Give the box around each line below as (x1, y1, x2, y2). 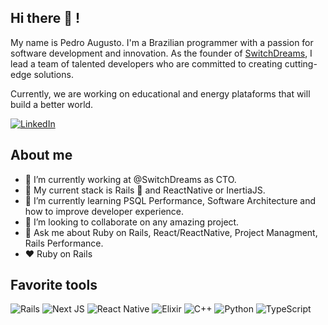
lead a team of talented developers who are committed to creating (10, 57, 283, 70)
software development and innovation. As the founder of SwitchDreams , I (10, 47, 313, 59)
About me (10, 147, 73, 164)
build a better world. (10, 98, 94, 110)
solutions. (33, 68, 74, 80)
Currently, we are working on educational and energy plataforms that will (10, 87, 311, 100)
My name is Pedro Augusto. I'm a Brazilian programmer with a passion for (10, 36, 314, 48)
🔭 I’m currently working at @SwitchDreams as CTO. (24, 173, 237, 185)
